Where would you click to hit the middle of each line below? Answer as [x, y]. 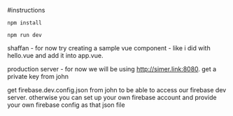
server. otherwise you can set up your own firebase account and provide [112, 97]
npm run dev [24, 35]
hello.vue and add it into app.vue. [55, 56]
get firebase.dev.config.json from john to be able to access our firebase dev [117, 90]
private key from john [38, 77]
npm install [24, 23]
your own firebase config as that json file [66, 105]
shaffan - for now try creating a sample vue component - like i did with [109, 48]
